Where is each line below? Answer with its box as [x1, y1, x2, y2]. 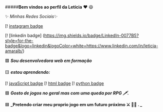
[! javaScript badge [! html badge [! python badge [5, 80, 104, 86]
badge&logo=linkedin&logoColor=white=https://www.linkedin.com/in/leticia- [5, 43, 158, 48]
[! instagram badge [5, 23, 43, 29]
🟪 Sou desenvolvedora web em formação [5, 58, 92, 64]
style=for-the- [5, 38, 34, 43]
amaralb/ [5, 48, 23, 54]
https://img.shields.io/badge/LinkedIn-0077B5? [44, 32, 139, 38]
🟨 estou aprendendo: [5, 69, 50, 75]
